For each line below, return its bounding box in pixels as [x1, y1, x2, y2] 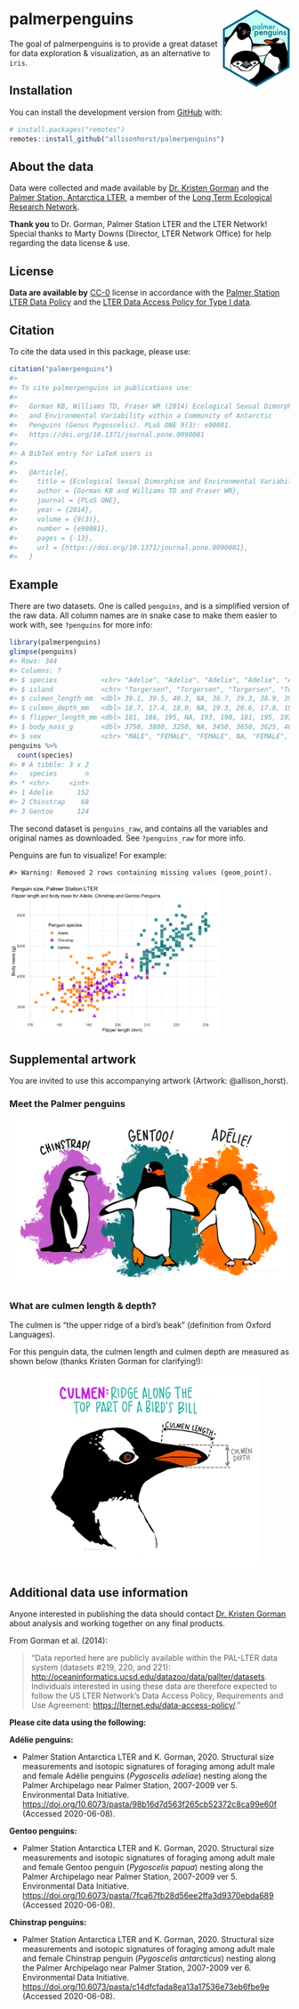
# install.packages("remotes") [9, 125, 125, 134]
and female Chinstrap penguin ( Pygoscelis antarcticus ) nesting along [21, 1953, 277, 1964]
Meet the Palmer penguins [9, 1098, 126, 1110]
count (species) [17, 751, 74, 760]
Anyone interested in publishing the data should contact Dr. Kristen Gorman [9, 1608, 287, 1620]
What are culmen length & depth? [9, 1299, 158, 1312]
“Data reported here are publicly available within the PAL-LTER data [30, 1653, 279, 1663]
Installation [9, 83, 73, 98]
